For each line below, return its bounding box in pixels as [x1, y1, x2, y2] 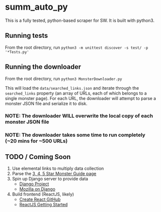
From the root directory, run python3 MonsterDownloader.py [5, 76, 122, 82]
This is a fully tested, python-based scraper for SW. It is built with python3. [5, 17, 155, 23]
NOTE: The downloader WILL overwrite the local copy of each [5, 113, 153, 119]
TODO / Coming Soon [5, 152, 71, 161]
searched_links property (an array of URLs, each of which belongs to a [5, 90, 147, 96]
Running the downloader [5, 63, 81, 71]
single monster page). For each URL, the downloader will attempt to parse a [5, 95, 156, 101]
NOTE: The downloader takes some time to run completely [5, 131, 145, 138]
